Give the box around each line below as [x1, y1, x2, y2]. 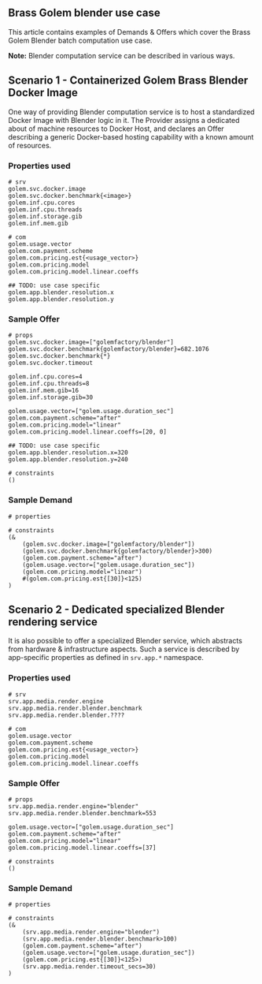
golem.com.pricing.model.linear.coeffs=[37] [8, 844, 157, 852]
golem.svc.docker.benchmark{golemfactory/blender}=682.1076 [8, 345, 210, 353]
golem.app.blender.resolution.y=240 [8, 456, 128, 464]
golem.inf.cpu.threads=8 [8, 380, 90, 388]
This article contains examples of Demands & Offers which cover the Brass [8, 27, 251, 36]
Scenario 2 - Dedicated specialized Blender [8, 602, 225, 616]
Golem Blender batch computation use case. [8, 35, 153, 45]
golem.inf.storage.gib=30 [8, 393, 93, 401]
